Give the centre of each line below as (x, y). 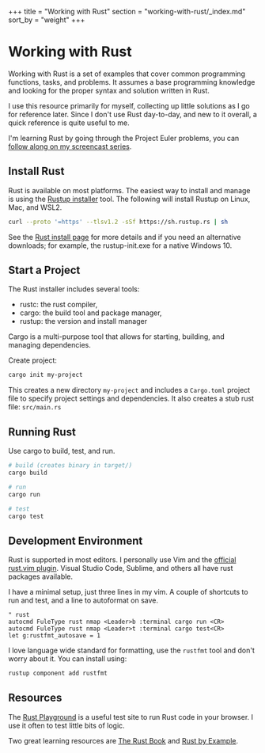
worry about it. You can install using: (68, 659)
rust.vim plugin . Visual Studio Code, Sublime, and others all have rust (121, 569)
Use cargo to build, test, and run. (62, 451)
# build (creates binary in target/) (70, 466)
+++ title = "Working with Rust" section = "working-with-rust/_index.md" (127, 11)
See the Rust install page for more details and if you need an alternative (125, 237)
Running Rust (42, 432)
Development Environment (76, 540)
